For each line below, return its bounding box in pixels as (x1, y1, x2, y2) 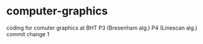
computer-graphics (6, 4, 109, 18)
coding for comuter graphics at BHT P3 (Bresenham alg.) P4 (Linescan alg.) (6, 24, 197, 31)
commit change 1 (6, 30, 50, 37)
